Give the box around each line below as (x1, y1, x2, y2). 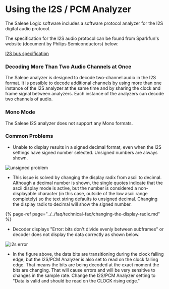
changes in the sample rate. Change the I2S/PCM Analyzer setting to (12, 272, 156, 278)
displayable (12, 190, 37, 196)
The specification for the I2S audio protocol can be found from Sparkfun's (5, 35, 159, 41)
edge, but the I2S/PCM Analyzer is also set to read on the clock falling (12, 256, 158, 262)
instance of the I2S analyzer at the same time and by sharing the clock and (5, 85, 161, 91)
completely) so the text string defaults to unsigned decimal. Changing (12, 196, 158, 202)
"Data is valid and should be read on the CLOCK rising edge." (12, 277, 140, 283)
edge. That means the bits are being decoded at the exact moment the (12, 261, 160, 268)
